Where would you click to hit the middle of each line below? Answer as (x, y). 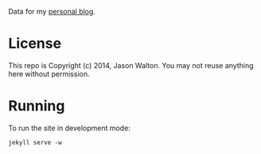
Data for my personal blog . (52, 12)
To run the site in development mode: (70, 128)
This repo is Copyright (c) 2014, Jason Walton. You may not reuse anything (131, 65)
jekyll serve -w (35, 142)
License (35, 44)
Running (37, 106)
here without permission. (49, 74)
